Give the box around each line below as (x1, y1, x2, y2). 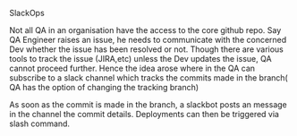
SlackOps (9, 8, 45, 18)
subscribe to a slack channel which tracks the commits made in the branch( (9, 72, 288, 83)
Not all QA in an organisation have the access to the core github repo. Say (9, 25, 282, 35)
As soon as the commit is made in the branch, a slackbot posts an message (9, 99, 288, 110)
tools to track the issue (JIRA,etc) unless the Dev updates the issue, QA (9, 54, 272, 64)
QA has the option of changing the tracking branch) (9, 82, 199, 92)
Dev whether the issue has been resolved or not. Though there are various (9, 44, 284, 55)
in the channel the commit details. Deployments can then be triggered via (9, 109, 280, 119)
